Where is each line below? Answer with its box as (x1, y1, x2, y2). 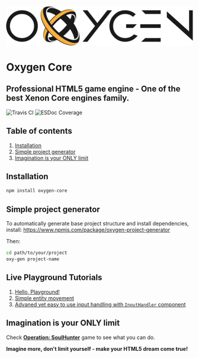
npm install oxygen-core (6, 188, 68, 194)
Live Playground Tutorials (6, 273, 102, 283)
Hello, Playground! (14, 288, 60, 295)
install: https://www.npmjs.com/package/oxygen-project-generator (6, 226, 171, 234)
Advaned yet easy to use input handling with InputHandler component (14, 301, 186, 308)
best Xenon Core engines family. (6, 93, 130, 104)
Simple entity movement (14, 294, 74, 302)
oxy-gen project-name (6, 256, 60, 262)
